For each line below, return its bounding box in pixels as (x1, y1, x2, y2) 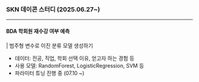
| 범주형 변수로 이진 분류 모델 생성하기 (6, 42, 94, 49)
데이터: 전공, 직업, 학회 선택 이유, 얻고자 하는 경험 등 (14, 55, 134, 62)
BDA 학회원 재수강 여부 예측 (6, 27, 70, 34)
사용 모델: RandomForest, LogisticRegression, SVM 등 (14, 62, 145, 69)
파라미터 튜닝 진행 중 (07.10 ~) (14, 70, 85, 77)
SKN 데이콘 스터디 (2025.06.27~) (6, 5, 101, 13)
